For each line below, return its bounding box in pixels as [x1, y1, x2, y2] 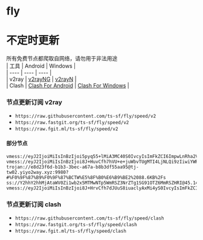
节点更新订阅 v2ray [6, 98, 62, 107]
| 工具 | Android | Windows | [6, 62, 76, 70]
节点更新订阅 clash [6, 200, 62, 209]
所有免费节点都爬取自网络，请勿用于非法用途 [6, 55, 118, 62]
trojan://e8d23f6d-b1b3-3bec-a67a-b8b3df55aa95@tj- [6, 164, 139, 170]
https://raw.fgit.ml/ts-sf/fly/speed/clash [14, 228, 127, 234]
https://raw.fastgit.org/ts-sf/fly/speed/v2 [14, 119, 129, 126]
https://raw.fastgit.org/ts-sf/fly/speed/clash [14, 221, 137, 227]
